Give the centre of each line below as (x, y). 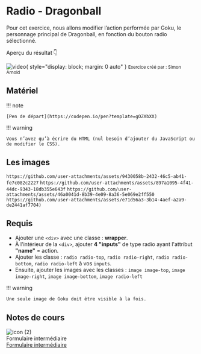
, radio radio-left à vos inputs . (71, 264)
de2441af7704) (24, 205)
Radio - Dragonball (54, 11)
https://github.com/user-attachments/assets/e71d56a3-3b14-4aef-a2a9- (97, 200)
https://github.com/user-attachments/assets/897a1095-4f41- (117, 183)
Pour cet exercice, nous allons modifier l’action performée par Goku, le (94, 28)
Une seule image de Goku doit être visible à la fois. (76, 299)
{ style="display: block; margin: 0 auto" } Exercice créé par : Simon (104, 66)
